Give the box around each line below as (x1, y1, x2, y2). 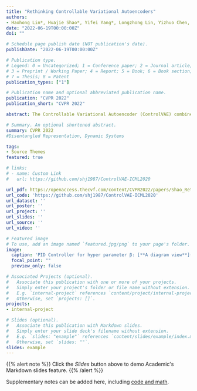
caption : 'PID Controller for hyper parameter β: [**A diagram (11, 252, 169, 258)
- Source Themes (6, 149, 46, 155)
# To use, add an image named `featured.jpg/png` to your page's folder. (6, 241, 191, 247)
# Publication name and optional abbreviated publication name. (6, 90, 167, 96)
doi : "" (6, 31, 25, 37)
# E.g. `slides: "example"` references (6, 333, 109, 339)
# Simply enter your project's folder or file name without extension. (6, 284, 191, 290)
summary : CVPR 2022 (6, 127, 54, 133)
